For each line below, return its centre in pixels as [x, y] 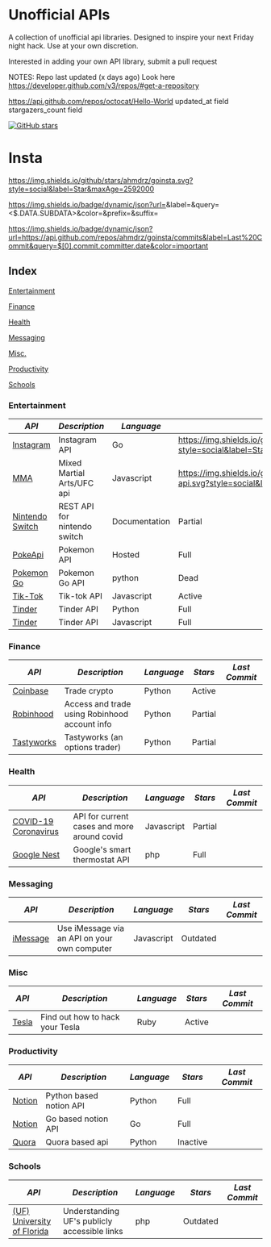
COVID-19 [33, 821]
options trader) [92, 748]
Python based [72, 1096]
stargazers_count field [46, 110]
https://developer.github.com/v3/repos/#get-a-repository [104, 85]
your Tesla [60, 1028]
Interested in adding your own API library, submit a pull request [113, 61]
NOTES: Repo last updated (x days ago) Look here [92, 77]
